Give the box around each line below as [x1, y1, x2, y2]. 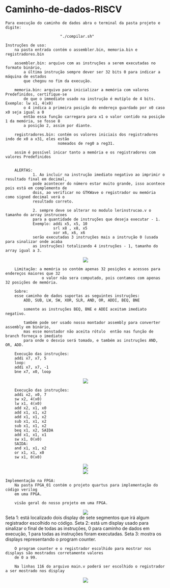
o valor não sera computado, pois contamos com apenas [41, 275, 160, 280]
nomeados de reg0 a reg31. [58, 141, 115, 146]
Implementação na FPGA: [5, 478, 56, 483]
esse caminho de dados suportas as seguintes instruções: [14, 293, 140, 298]
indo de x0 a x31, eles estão [5, 136, 70, 141]
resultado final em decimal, [5, 176, 67, 182]
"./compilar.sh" [60, 34, 95, 39]
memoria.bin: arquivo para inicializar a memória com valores [14, 87, 149, 92]
